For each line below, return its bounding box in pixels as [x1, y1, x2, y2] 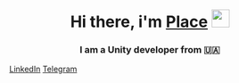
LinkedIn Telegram [9, 63, 78, 75]
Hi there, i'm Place [70, 12, 208, 32]
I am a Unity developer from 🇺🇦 [79, 44, 220, 56]
